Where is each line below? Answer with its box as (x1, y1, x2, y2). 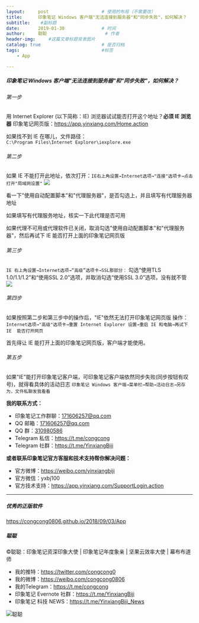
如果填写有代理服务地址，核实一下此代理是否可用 (6, 212, 126, 219)
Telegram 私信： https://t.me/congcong (14, 435, 110, 442)
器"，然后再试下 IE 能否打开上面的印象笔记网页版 (6, 232, 126, 239)
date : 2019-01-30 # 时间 (6, 25, 116, 31)
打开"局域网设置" (6, 181, 43, 187)
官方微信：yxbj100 (14, 475, 60, 482)
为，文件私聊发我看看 (6, 388, 50, 395)
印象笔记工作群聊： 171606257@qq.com (14, 412, 111, 419)
